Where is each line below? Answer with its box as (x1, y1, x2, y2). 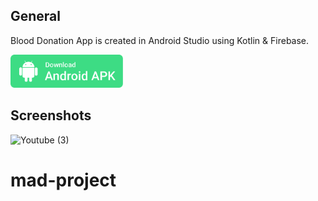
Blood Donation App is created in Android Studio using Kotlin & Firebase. (10, 34, 310, 46)
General (10, 8, 62, 25)
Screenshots (10, 107, 92, 124)
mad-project (10, 169, 117, 192)
